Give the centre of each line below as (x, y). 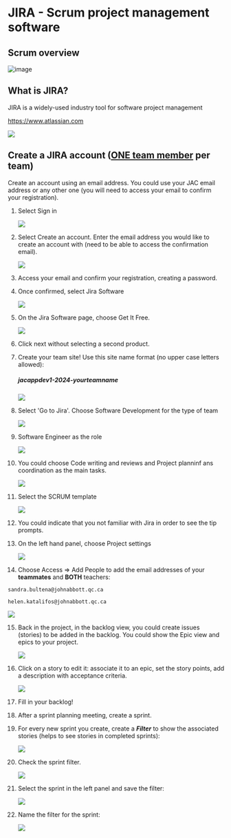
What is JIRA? (38, 91)
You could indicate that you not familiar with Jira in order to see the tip (117, 523)
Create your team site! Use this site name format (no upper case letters (118, 357)
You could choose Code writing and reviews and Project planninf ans (115, 463)
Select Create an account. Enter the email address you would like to (113, 237)
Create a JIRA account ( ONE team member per (109, 155)
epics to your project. (48, 642)
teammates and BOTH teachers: (64, 577)
